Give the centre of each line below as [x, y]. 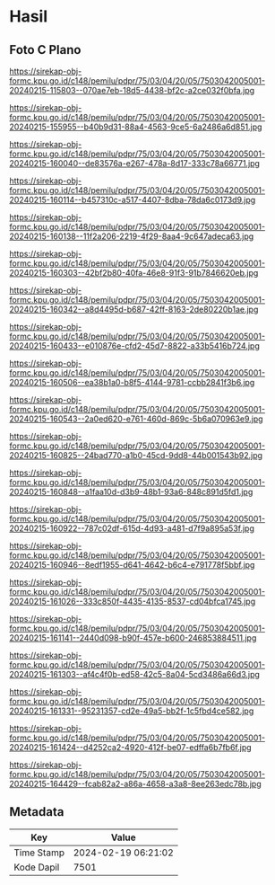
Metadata [37, 812]
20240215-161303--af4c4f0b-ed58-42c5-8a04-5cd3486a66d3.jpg [134, 674]
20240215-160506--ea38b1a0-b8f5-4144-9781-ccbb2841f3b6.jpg [132, 382]
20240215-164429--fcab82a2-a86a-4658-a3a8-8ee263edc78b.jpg [135, 784]
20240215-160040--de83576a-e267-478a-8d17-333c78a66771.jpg [134, 163]
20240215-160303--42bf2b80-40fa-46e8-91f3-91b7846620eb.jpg [134, 273]
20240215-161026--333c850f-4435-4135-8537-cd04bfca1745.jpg [133, 601]
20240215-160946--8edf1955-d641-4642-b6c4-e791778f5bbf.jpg [132, 565]
